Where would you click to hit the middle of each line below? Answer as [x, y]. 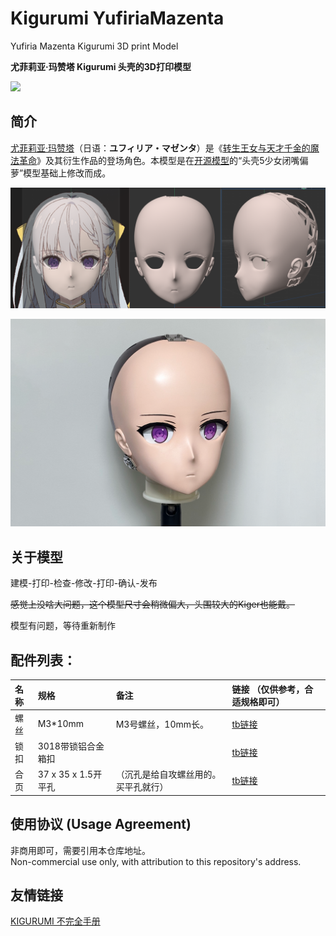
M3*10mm [61, 724]
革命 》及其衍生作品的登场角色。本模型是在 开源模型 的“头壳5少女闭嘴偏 [163, 160]
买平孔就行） [142, 787]
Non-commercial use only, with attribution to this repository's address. [156, 861]
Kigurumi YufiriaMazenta [117, 18]
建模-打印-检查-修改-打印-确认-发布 [84, 583]
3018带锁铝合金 [71, 746]
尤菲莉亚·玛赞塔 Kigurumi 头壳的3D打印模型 [101, 66]
